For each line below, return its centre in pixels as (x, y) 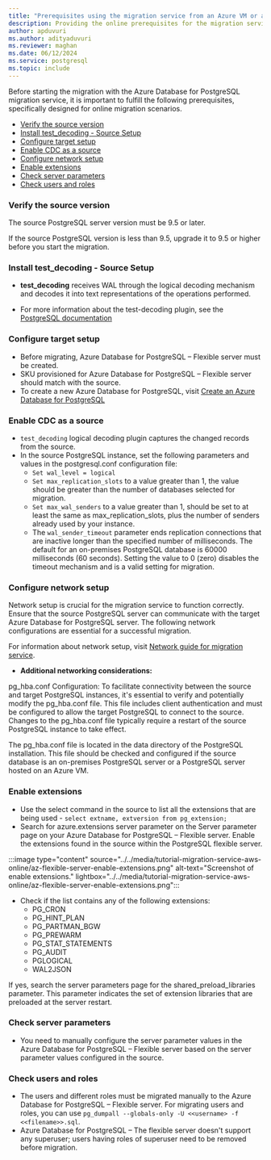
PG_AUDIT (50, 952)
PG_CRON (49, 909)
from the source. (48, 446)
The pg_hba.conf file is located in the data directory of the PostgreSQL (126, 745)
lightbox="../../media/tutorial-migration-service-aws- (163, 876)
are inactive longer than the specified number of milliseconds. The (142, 541)
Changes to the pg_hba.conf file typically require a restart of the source (127, 721)
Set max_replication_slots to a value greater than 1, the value (135, 480)
